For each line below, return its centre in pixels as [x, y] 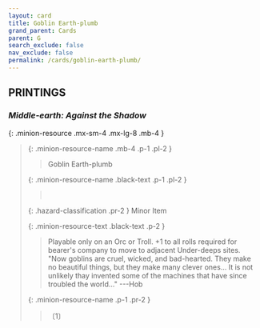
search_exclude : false [46, 46]
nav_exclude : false [41, 53]
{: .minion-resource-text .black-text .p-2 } [96, 226]
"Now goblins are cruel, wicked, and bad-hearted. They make [150, 258]
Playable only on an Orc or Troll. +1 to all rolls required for [142, 242]
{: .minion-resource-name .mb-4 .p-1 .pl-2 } [100, 148]
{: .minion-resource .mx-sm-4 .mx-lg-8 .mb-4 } [86, 133]
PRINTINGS [37, 93]
